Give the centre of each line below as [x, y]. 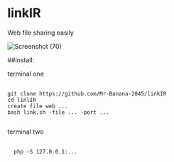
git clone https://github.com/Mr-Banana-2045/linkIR [87, 93]
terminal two [26, 132]
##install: [21, 60]
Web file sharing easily [41, 33]
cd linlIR [22, 100]
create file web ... [38, 106]
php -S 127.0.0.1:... [46, 151]
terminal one [26, 74]
